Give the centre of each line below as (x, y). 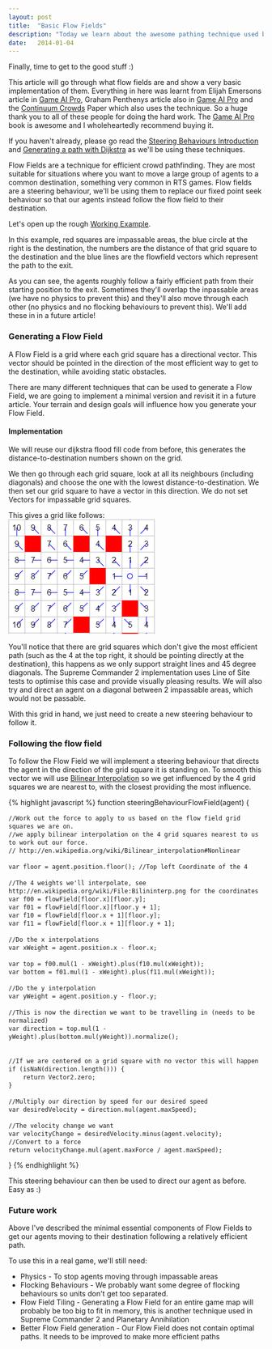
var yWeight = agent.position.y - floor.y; (83, 997)
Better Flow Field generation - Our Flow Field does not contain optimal (137, 1328)
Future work (33, 1210)
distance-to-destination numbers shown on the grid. (96, 458)
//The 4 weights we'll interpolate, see (78, 883)
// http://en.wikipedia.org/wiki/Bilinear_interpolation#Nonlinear (125, 851)
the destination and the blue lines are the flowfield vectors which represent (133, 257)
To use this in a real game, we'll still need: (78, 1261)
